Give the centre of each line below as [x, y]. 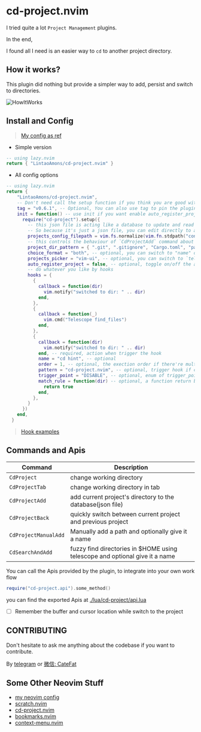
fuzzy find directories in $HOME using [124, 549]
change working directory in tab [115, 487]
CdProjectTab [28, 487]
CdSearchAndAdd [31, 552]
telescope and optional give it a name [123, 556]
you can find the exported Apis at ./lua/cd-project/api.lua [76, 600]
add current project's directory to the [122, 497]
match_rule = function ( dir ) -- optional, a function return [115, 381]
